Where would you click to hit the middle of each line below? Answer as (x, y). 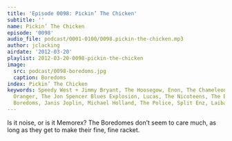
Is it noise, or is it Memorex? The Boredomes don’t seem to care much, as (112, 122)
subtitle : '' (26, 20)
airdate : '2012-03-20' (40, 52)
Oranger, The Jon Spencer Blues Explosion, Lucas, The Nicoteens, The (117, 97)
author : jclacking (33, 45)
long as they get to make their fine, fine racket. (74, 130)
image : (17, 65)
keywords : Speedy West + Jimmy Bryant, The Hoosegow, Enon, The (101, 90)
